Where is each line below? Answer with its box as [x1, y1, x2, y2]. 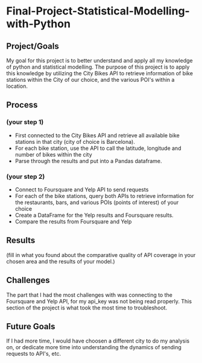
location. [6, 82, 28, 90]
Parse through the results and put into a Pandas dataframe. [14, 157, 162, 164]
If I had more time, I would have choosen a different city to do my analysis [6, 337, 190, 344]
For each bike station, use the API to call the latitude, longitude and [14, 144, 181, 152]
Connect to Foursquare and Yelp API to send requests [14, 185, 149, 193]
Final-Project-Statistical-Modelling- [6, 4, 190, 18]
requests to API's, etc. [6, 350, 62, 358]
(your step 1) [6, 118, 44, 126]
